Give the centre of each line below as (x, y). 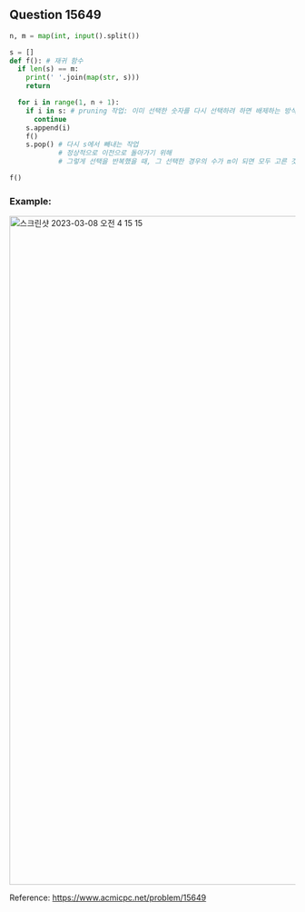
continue (50, 119)
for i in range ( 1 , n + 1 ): (69, 103)
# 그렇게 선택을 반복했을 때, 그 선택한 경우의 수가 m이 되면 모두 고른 (172, 162)
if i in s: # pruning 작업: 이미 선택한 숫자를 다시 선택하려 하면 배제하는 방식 (161, 111)
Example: (30, 201)
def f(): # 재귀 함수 (46, 61)
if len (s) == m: (48, 69)
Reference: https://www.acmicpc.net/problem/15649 (108, 897)
